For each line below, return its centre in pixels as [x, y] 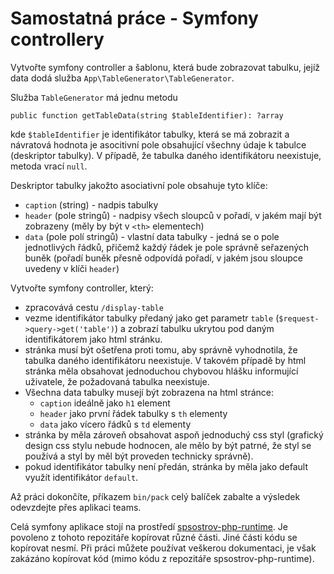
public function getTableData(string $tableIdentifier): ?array [147, 115]
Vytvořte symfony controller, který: [82, 288]
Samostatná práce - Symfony [134, 18]
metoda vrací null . [49, 166]
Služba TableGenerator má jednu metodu [94, 97]
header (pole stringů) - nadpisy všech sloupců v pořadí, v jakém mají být [173, 215]
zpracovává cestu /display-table [94, 307]
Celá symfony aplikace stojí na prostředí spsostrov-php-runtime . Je [149, 526]
